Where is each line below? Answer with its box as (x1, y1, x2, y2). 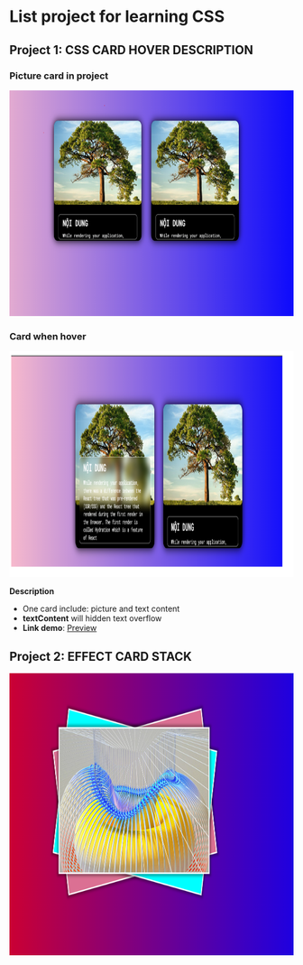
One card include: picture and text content (22, 603, 180, 615)
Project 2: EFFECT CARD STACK (9, 648, 192, 664)
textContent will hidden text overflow (22, 613, 162, 624)
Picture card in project (9, 70, 109, 82)
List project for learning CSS (9, 6, 225, 27)
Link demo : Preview (22, 623, 97, 634)
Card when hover (9, 329, 87, 342)
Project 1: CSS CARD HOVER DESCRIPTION (9, 42, 254, 58)
